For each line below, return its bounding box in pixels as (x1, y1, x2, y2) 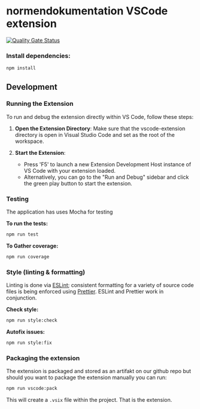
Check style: (6, 306, 39, 313)
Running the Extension (6, 100, 74, 108)
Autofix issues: (6, 328, 45, 335)
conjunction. (6, 294, 37, 301)
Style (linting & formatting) (6, 268, 86, 276)
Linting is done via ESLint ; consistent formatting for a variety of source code (6, 282, 194, 289)
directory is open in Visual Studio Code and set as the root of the (14, 131, 175, 138)
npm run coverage (6, 254, 50, 260)
